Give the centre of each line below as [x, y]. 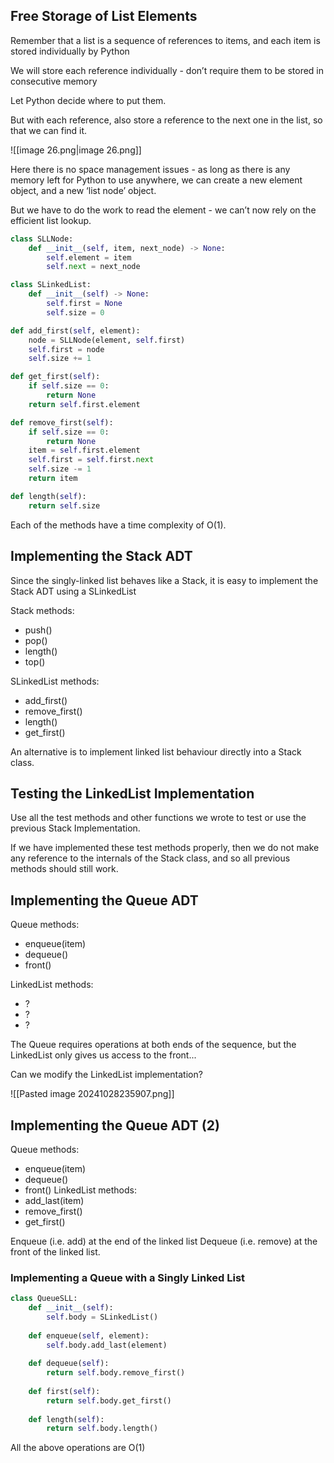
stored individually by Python [70, 51]
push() [38, 630]
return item [53, 479]
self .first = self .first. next [91, 460]
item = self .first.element [84, 450]
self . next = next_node [93, 267]
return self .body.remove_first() [116, 1373]
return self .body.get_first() [109, 1400]
